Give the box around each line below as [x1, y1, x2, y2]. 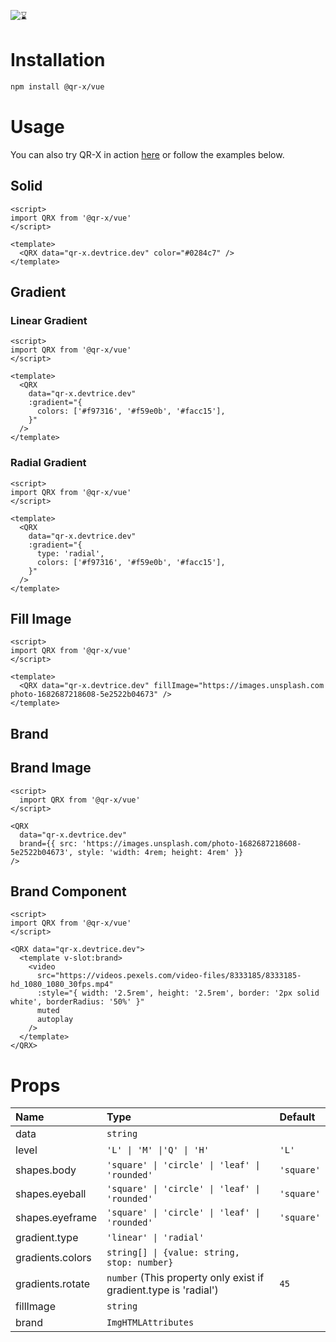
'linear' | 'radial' [106, 1232, 205, 1244]
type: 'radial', [36, 548, 105, 559]
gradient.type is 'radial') [106, 1283, 219, 1297]
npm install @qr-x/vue [10, 81, 105, 92]
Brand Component [10, 883, 127, 900]
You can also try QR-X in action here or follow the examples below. [10, 148, 285, 160]
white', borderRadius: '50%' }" [10, 997, 145, 1007]
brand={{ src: [19, 838, 78, 849]
